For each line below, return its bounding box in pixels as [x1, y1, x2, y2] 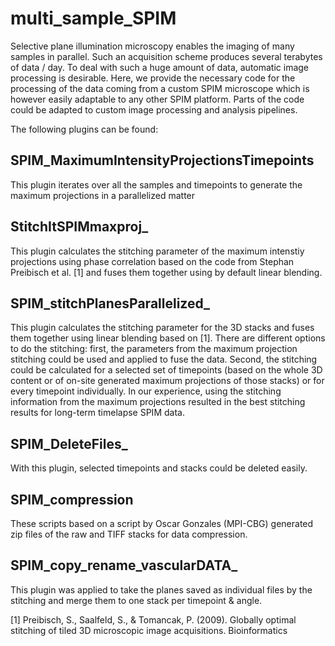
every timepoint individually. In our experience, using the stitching [10, 385, 282, 397]
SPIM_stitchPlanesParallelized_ [10, 295, 211, 312]
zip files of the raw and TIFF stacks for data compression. [10, 528, 248, 540]
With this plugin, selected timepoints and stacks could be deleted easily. [10, 462, 308, 474]
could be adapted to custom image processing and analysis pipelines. [10, 103, 298, 116]
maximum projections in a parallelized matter [10, 189, 196, 201]
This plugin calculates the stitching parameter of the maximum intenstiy [10, 245, 305, 257]
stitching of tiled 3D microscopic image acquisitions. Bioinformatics [10, 624, 288, 636]
